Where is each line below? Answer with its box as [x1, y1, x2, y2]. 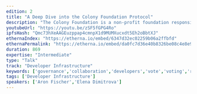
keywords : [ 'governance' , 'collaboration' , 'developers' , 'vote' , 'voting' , [6, 68, 188, 74]
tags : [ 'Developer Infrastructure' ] [6, 74, 96, 79]
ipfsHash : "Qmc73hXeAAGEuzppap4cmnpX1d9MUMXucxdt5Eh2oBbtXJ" [6, 30, 159, 36]
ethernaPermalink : [6, 41, 51, 47]
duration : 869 [6, 47, 41, 53]
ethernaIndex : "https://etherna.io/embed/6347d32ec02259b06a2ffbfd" [6, 36, 177, 41]
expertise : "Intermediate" [6, 52, 72, 58]
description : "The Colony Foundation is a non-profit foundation [6, 19, 169, 25]
